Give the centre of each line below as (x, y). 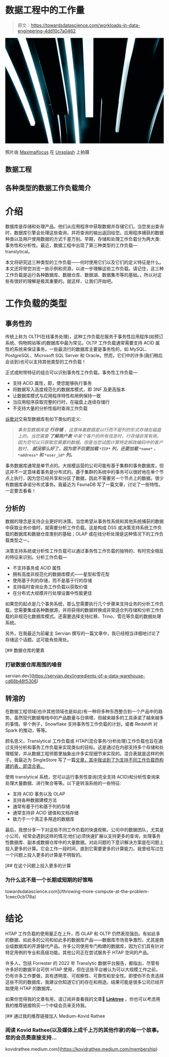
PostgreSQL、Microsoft (30, 356)
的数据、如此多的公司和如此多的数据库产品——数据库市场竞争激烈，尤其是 (82, 940)
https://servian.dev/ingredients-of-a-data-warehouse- (89, 676)
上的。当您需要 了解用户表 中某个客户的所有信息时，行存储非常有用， (89, 436)
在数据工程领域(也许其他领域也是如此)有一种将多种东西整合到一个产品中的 (82, 712)
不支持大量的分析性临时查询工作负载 (50, 408)
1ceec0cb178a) (21, 896)
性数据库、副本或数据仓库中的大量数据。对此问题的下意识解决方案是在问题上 (84, 842)
